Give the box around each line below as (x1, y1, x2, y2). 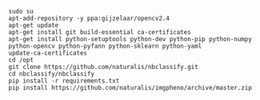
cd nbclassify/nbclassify (8, 70, 94, 78)
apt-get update (8, 21, 59, 29)
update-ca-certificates (8, 49, 88, 57)
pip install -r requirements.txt (8, 77, 120, 85)
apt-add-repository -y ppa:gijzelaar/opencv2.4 (8, 14, 170, 22)
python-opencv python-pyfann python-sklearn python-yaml (8, 42, 202, 50)
